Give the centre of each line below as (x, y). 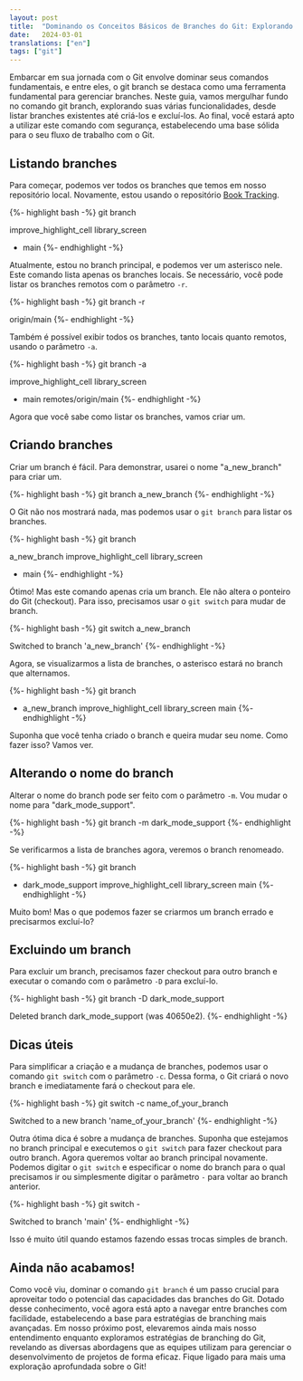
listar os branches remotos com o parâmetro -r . (99, 284)
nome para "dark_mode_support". (72, 805)
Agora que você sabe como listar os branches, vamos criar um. (128, 417)
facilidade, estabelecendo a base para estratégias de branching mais (138, 1318)
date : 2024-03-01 (46, 34)
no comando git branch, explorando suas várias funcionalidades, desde (143, 106)
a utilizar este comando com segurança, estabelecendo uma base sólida (144, 125)
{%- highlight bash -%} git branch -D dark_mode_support (117, 999)
